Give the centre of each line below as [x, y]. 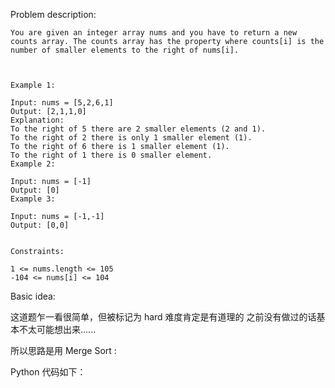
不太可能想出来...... [57, 329]
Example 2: [33, 164]
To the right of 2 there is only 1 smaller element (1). [131, 138]
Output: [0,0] [40, 225]
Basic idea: [33, 296]
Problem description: [53, 14]
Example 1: [33, 85]
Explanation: [37, 120]
